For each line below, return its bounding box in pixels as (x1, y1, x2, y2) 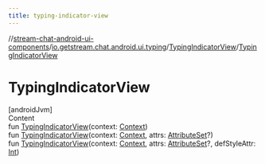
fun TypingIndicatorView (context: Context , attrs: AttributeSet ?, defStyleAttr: (8, 139, 256, 148)
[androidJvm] (8, 104, 53, 114)
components (8, 41, 50, 52)
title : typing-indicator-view (8, 11, 109, 20)
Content (8, 113, 35, 123)
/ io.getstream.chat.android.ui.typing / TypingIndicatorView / (49, 41, 240, 52)
